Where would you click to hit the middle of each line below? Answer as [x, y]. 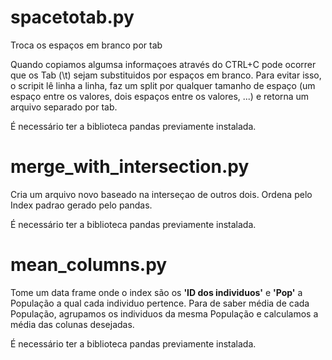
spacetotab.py [72, 17]
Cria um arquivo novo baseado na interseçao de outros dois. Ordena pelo [161, 194]
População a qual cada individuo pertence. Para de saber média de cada [160, 303]
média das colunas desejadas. [72, 324]
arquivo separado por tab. [64, 107]
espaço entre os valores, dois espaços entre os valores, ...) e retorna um [160, 96]
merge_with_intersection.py [130, 167]
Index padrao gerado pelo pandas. [81, 205]
